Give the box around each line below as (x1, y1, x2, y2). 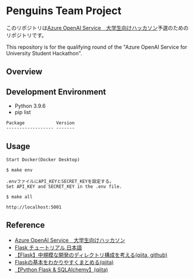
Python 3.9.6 (14, 102, 46, 109)
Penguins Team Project (6, 4, 122, 18)
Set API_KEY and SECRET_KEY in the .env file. (6, 184, 122, 190)
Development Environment (6, 87, 106, 97)
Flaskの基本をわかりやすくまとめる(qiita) (14, 258, 114, 265)
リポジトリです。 (6, 31, 47, 39)
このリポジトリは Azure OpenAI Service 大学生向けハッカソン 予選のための (6, 24, 189, 31)
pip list (14, 109, 31, 116)
